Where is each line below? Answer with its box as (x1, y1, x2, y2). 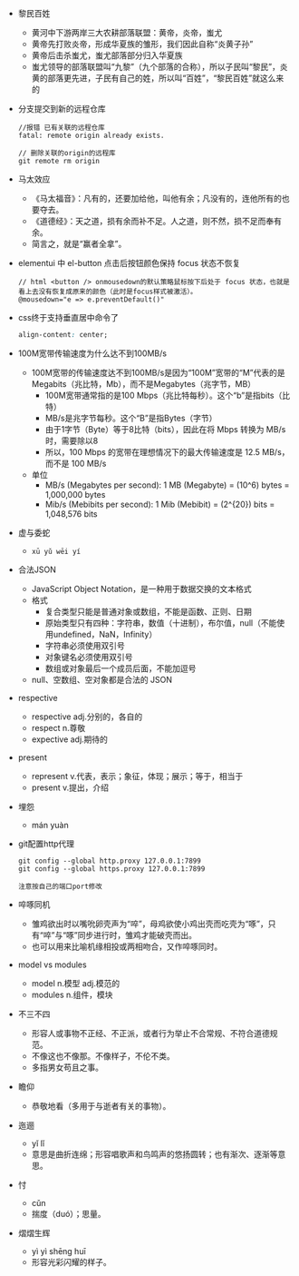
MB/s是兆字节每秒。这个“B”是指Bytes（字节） (44, 412, 217, 423)
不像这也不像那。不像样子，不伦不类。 (31, 1050, 175, 1061)
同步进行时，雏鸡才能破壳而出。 (77, 929, 198, 940)
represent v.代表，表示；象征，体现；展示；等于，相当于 (31, 770, 244, 781)
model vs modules (17, 959, 88, 970)
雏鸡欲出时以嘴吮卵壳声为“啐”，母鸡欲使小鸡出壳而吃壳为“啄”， (31, 918, 269, 929)
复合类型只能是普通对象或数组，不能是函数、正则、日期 (44, 606, 252, 617)
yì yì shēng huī (31, 1245, 86, 1256)
